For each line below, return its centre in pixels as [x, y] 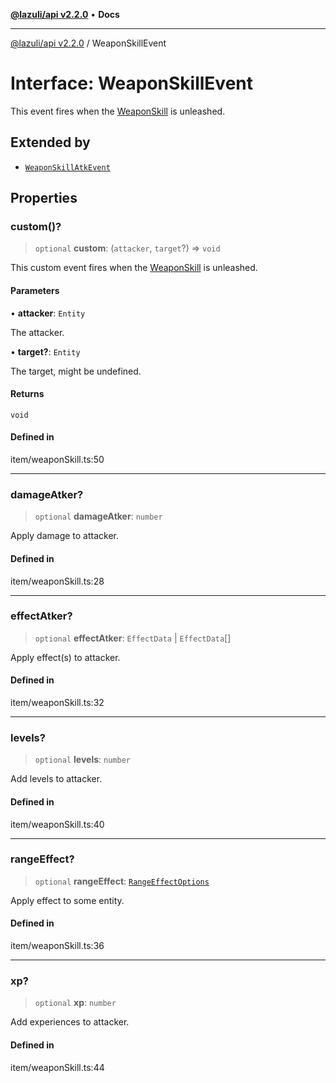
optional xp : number [75, 1003]
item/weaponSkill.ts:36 [57, 946]
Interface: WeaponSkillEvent [132, 83]
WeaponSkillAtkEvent [67, 167]
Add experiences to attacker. [70, 1022]
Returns [27, 394]
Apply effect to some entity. [67, 900]
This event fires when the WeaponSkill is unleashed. [118, 111]
